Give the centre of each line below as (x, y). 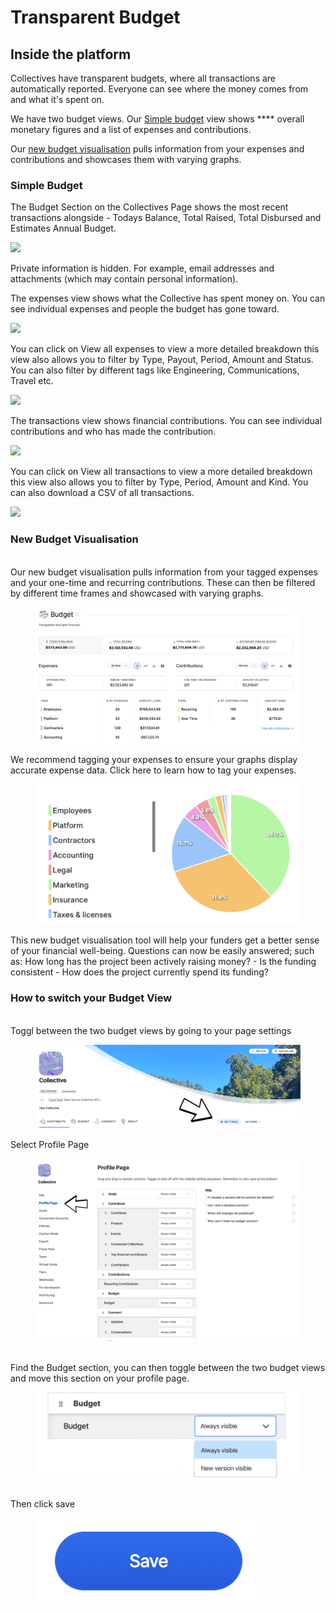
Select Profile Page (50, 1145)
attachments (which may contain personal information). (124, 279)
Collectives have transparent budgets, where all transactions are (143, 78)
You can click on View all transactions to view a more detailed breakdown (161, 472)
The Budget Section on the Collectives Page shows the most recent (149, 207)
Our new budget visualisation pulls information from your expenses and (157, 149)
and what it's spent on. (57, 99)
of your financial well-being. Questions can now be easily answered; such (162, 951)
